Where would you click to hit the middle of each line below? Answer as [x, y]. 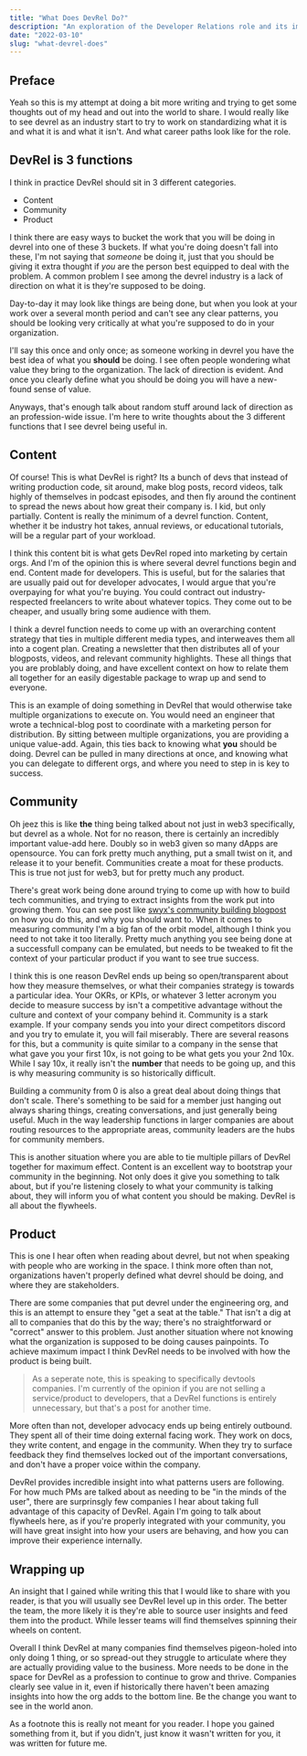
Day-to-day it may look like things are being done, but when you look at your [153, 303]
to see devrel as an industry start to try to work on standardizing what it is [148, 122]
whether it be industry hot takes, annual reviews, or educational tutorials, [147, 526]
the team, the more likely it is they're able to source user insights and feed [149, 1611]
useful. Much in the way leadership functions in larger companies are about [152, 1120]
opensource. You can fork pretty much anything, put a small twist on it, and [151, 853]
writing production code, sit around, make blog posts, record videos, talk [146, 486]
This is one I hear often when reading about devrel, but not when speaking [150, 1256]
